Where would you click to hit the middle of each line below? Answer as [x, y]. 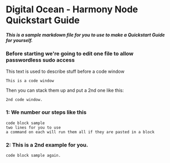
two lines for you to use [33, 127]
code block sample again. [33, 156]
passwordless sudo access [40, 60]
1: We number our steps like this [46, 112]
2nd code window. [24, 99]
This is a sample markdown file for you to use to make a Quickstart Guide [86, 35]
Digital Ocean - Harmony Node [72, 9]
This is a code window [30, 80]
